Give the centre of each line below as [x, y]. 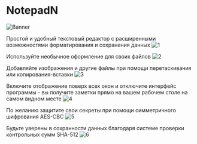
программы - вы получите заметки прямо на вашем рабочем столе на [97, 92]
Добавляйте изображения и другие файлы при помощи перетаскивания [99, 68]
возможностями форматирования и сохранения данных [78, 45]
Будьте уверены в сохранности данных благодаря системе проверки [95, 128]
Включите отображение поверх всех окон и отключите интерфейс [91, 86]
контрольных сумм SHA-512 [43, 134]
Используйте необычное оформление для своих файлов [78, 56]
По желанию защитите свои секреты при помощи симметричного [91, 110]
